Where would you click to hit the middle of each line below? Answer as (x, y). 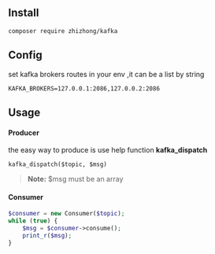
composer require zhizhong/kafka (63, 31)
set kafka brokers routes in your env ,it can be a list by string (106, 74)
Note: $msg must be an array (75, 179)
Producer (24, 132)
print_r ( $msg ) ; (47, 236)
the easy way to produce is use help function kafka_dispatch (108, 150)
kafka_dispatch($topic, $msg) (58, 164)
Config (25, 55)
